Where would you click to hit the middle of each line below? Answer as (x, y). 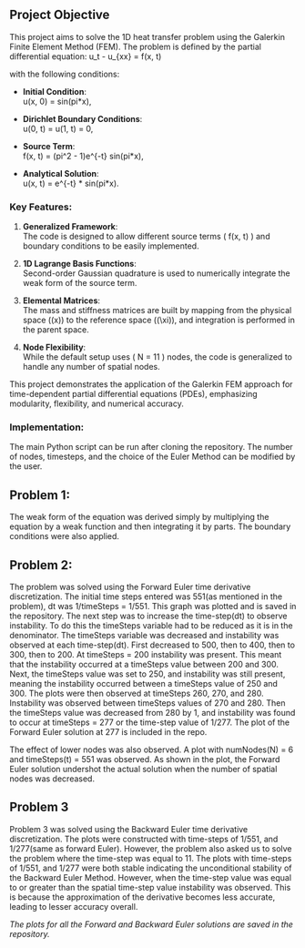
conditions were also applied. (65, 536)
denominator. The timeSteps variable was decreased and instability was (144, 636)
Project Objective (60, 15)
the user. (26, 466)
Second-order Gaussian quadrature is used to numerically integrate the (157, 273)
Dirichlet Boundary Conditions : (82, 118)
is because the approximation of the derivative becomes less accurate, (142, 897)
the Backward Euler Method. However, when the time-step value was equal (151, 877)
